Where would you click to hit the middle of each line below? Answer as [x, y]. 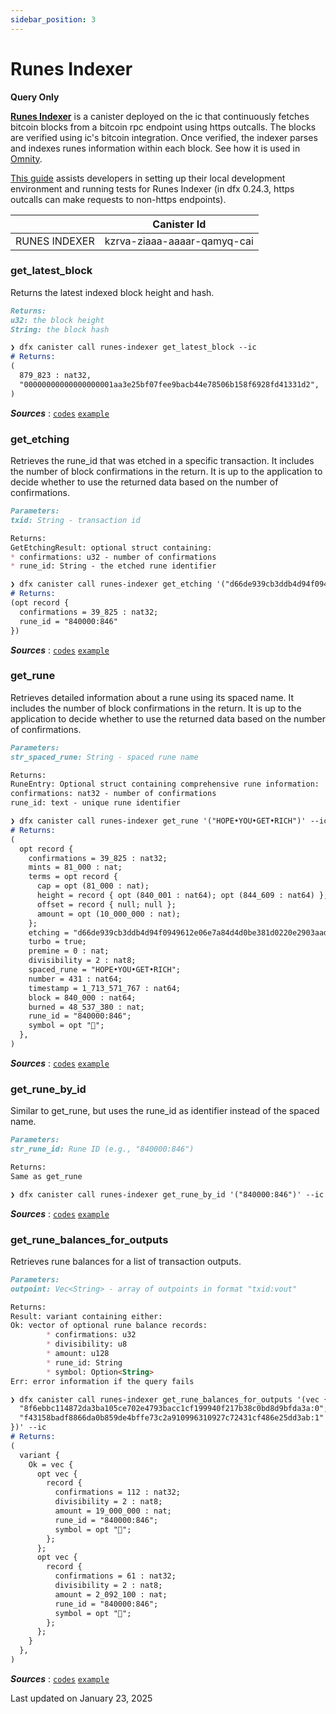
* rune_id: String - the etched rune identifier [113, 566]
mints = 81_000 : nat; [75, 867]
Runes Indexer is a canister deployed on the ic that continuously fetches [160, 116]
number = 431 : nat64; [75, 979]
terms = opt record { [73, 877]
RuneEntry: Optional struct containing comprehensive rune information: [165, 784]
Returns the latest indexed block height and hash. [112, 292]
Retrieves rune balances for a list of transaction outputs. [126, 1261]
